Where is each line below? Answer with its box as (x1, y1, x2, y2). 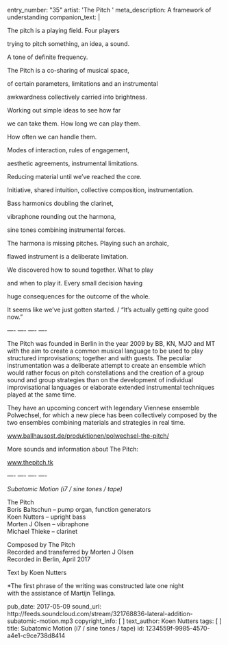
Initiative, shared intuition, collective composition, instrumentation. (7, 186, 194, 194)
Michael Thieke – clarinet (7, 528, 78, 535)
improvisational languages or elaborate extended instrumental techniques (7, 384, 215, 391)
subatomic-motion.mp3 (7, 617, 73, 625)
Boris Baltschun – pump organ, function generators (7, 506, 151, 513)
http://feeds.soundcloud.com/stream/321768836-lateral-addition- (7, 610, 193, 618)
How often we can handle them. (7, 133, 97, 141)
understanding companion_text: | (7, 13, 101, 21)
